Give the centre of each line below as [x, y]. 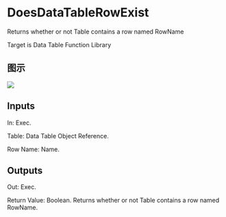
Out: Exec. [22, 187]
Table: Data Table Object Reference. [58, 136]
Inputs [21, 106]
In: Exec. [19, 123]
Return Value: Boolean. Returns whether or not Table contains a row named [113, 201]
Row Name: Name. [34, 149]
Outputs [25, 170]
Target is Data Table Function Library [59, 44]
